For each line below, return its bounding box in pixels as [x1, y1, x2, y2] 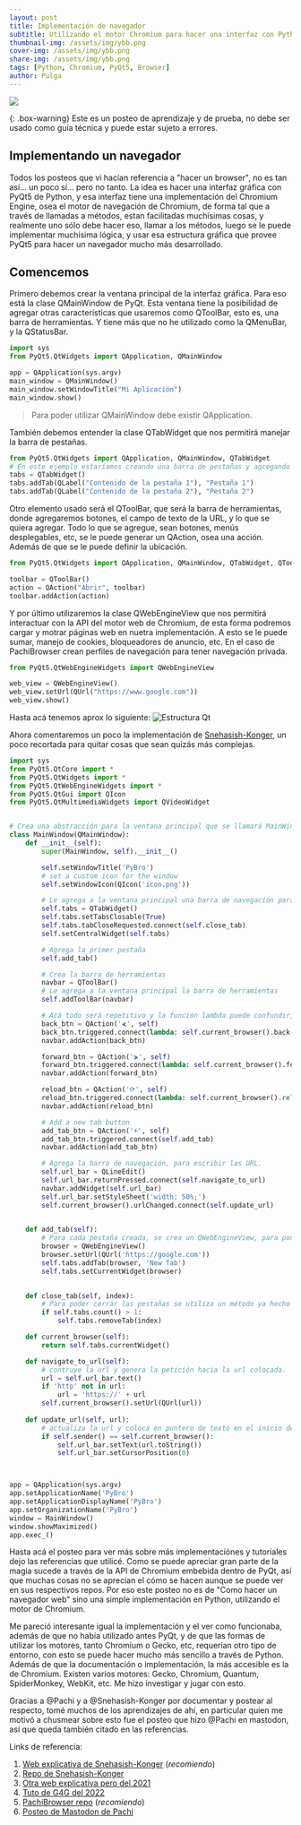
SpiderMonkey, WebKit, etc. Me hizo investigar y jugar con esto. [9, 1678, 246, 1689]
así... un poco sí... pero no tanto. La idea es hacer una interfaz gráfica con [9, 181, 282, 193]
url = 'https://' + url [56, 1390, 146, 1399]
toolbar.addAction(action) [9, 591, 110, 600]
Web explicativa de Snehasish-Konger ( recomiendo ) [21, 1759, 216, 1769]
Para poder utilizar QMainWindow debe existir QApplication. [30, 409, 253, 420]
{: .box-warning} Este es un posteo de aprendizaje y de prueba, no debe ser [9, 113, 290, 124]
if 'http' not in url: [41, 1382, 126, 1391]
